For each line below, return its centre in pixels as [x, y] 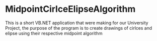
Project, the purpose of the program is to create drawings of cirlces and [79, 28]
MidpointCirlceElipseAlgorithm [70, 9]
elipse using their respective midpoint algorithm [54, 33]
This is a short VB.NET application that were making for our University [77, 23]
